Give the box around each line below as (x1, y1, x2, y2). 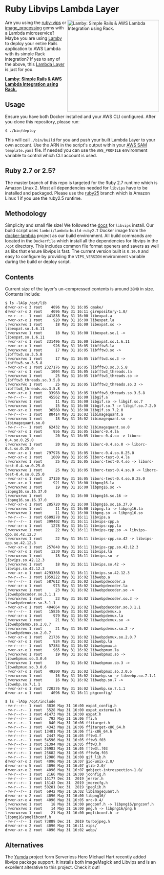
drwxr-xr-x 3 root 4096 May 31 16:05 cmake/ (5, 305, 104, 310)
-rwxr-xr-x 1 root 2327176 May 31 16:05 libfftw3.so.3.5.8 (5, 365, 128, 370)
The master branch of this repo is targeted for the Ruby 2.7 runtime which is (5, 180, 158, 186)
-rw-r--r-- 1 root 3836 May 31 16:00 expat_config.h (5, 704, 117, 709)
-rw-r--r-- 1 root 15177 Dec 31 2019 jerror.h (5, 776, 104, 781)
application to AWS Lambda (5, 46, 61, 51)
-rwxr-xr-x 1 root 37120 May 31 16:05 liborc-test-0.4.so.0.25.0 (5, 476, 145, 481)
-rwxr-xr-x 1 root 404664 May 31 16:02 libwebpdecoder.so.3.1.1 (5, 605, 141, 610)
